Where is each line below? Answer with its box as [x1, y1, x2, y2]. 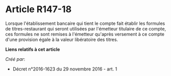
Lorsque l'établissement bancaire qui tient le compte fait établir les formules [5, 20, 165, 26]
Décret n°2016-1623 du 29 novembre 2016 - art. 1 [12, 66, 117, 72]
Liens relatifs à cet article [5, 46, 60, 52]
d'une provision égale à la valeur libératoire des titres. [5, 36, 118, 43]
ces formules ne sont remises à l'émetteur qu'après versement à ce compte [5, 31, 165, 37]
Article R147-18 [5, 4, 72, 15]
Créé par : [5, 56, 26, 62]
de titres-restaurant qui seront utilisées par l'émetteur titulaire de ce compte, [5, 25, 166, 31]
